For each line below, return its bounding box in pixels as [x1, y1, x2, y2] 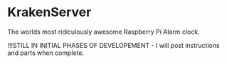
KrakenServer [7, 4, 92, 20]
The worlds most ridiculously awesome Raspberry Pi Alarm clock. [7, 27, 201, 36]
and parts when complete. [7, 49, 84, 57]
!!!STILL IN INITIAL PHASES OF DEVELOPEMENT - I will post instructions [7, 41, 220, 49]
